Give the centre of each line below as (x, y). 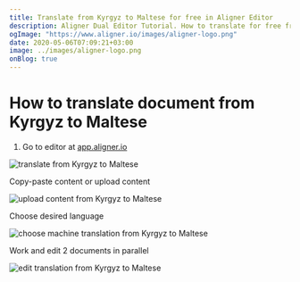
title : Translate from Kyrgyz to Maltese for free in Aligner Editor (142, 17)
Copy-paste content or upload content (80, 181)
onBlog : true (33, 59)
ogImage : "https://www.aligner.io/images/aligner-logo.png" (124, 34)
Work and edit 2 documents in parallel (79, 250)
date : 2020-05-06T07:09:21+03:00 (71, 42)
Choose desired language (57, 216)
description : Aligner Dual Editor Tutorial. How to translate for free (145, 26)
